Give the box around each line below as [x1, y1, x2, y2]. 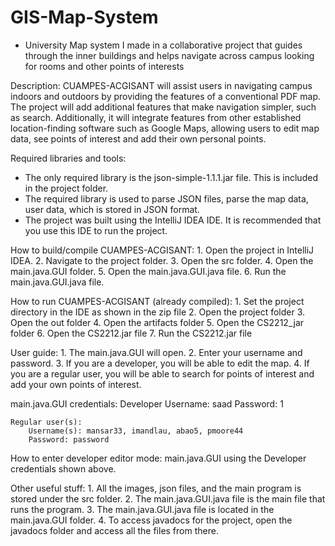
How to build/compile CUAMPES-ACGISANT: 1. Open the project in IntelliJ [10, 244, 315, 256]
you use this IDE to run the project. [24, 224, 168, 236]
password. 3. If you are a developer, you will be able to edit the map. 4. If [10, 357, 310, 369]
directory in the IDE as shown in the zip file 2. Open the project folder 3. [10, 306, 306, 318]
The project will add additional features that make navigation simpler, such [10, 101, 317, 113]
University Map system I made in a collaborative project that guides [24, 39, 303, 51]
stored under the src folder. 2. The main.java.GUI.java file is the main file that [10, 492, 326, 505]
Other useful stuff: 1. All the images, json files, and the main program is [10, 482, 302, 494]
